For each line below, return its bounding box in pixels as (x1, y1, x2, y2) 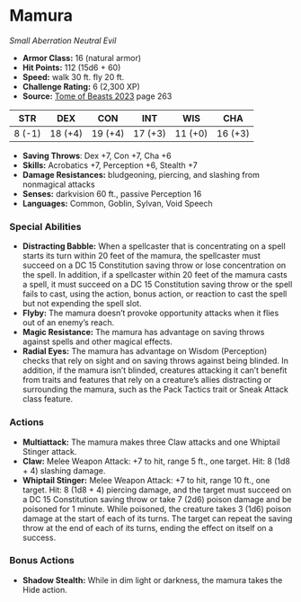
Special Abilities (9, 220, 82, 233)
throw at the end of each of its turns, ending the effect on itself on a (22, 522, 274, 533)
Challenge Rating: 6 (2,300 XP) (22, 81, 141, 92)
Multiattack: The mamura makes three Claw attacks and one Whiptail (22, 437, 280, 447)
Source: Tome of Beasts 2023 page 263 (22, 91, 173, 102)
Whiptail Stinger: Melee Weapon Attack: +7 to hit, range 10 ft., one (22, 474, 270, 485)
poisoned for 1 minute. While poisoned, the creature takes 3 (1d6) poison (22, 503, 292, 514)
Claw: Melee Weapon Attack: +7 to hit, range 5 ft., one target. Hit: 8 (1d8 (22, 456, 290, 466)
